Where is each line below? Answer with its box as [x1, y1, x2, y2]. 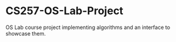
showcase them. [5, 30, 46, 37]
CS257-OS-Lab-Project [5, 4, 124, 18]
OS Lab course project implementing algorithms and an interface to [5, 24, 171, 31]
